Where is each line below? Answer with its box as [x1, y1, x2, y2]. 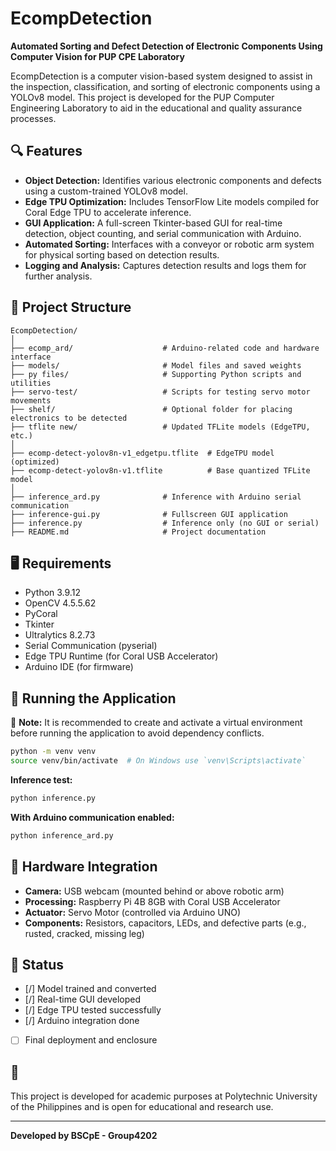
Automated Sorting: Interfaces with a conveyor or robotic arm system [24, 238, 315, 250]
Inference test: [10, 773, 73, 786]
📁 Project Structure [10, 299, 132, 316]
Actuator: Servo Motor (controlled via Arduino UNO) [24, 906, 242, 918]
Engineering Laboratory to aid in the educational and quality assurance [10, 102, 303, 114]
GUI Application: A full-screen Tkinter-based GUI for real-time [24, 217, 283, 229]
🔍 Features [10, 143, 83, 160]
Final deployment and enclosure [24, 1034, 158, 1046]
